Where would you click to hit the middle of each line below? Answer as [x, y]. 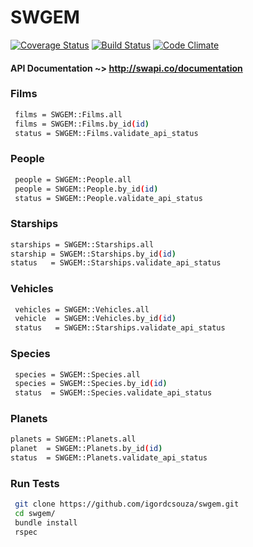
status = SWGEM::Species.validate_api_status [113, 393]
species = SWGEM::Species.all [77, 374]
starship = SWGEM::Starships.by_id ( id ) [93, 254]
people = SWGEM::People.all [73, 179]
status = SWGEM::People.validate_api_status [108, 198]
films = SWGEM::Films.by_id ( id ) [82, 124]
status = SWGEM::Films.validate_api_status [106, 133]
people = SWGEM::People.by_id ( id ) [86, 189]
